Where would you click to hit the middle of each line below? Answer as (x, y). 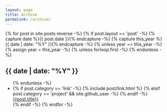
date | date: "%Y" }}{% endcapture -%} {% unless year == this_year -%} (86, 44)
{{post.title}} (26, 99)
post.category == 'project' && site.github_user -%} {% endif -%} (80, 94)
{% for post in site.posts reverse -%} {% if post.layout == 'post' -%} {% (80, 34)
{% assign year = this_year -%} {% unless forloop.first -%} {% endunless (82, 50)
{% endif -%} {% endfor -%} (43, 104)
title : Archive (21, 15)
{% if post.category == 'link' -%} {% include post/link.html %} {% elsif (86, 88)
